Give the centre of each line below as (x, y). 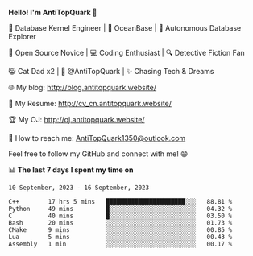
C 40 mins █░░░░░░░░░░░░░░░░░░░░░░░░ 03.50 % (120, 216)
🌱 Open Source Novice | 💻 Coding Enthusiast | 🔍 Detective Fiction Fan (127, 53)
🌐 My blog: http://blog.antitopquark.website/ (83, 87)
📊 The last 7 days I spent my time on (71, 170)
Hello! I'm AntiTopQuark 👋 (53, 12)
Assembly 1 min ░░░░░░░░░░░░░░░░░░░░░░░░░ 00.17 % (120, 244)
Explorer (22, 37)
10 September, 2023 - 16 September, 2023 (79, 188)
